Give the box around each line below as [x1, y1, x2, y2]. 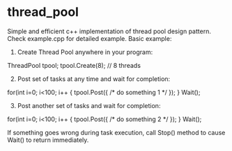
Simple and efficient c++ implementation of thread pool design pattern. [7, 27, 211, 35]
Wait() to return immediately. [7, 136, 89, 144]
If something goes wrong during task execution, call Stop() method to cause [7, 128, 226, 136]
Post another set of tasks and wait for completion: [17, 101, 161, 109]
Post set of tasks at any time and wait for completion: [17, 74, 171, 83]
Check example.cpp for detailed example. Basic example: [7, 34, 172, 42]
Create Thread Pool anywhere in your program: [17, 48, 153, 56]
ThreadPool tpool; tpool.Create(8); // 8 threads [7, 61, 141, 69]
